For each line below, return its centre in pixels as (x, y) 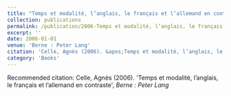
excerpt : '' (24, 33)
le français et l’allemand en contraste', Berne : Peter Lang (88, 85)
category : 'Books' (33, 58)
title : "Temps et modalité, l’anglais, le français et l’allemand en (109, 13)
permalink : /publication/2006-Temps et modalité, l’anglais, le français (115, 26)
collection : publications (44, 20)
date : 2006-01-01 (32, 39)
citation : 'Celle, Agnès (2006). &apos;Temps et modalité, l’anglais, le (115, 52)
